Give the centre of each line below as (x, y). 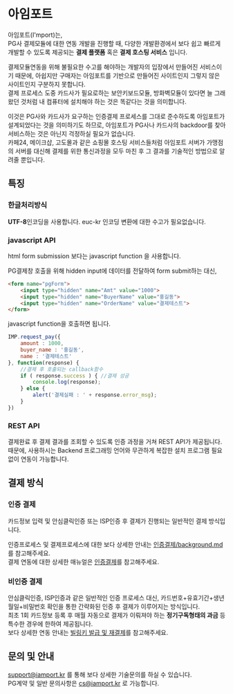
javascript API (32, 240)
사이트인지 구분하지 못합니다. (47, 84)
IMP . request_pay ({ (34, 337)
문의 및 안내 (31, 657)
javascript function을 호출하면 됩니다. (59, 324)
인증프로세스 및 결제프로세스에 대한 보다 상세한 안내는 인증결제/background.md (115, 544)
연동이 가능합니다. (45, 459)
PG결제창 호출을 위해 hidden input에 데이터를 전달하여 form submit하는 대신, (112, 271)
